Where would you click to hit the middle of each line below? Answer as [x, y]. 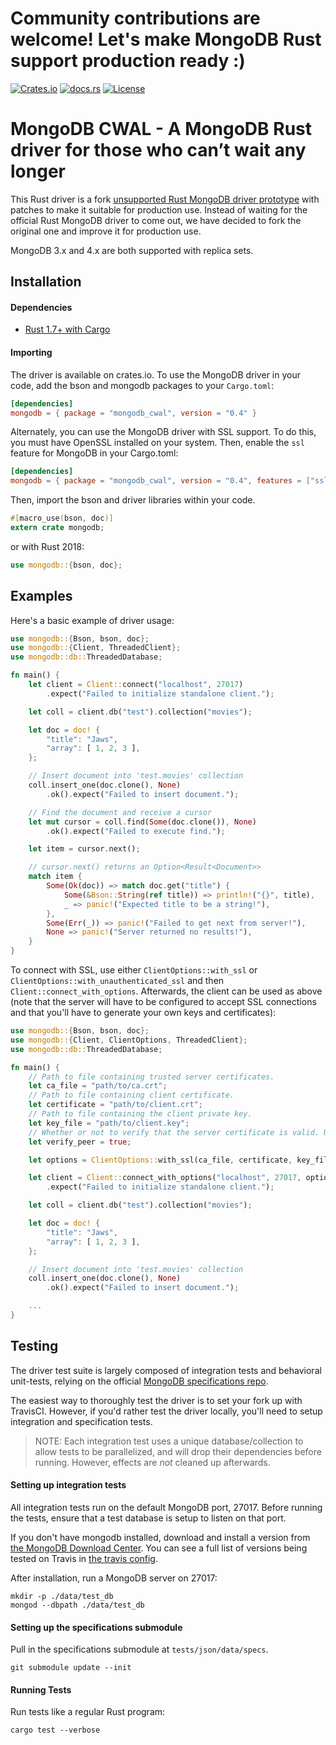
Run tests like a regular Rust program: [88, 1712]
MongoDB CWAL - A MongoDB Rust [161, 129]
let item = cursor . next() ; [84, 849]
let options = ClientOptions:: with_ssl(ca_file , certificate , [160, 1160]
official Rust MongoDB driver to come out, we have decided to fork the [156, 220]
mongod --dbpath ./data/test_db [77, 1605]
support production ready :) [128, 61]
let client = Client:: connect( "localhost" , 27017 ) [136, 685]
